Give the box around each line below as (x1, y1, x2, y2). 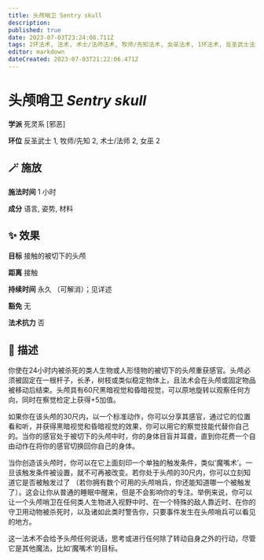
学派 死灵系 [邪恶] (8, 119, 66, 128)
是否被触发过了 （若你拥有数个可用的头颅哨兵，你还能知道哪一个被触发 (21, 477, 251, 488)
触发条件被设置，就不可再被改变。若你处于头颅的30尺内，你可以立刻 (21, 468, 244, 477)
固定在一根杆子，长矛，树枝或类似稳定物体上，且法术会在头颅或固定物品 (21, 375, 256, 385)
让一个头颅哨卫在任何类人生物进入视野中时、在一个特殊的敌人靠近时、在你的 (8, 497, 256, 507)
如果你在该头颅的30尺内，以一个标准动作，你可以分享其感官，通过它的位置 (8, 412, 251, 422)
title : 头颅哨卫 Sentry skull (8, 11, 102, 20)
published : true (8, 26, 61, 34)
